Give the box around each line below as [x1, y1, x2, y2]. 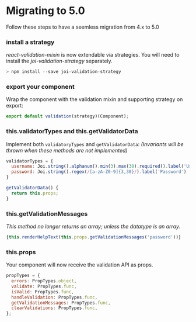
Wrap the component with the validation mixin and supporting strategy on [6, 96, 183, 103]
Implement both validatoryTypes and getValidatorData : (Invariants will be [6, 140, 184, 147]
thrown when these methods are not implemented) [6, 147, 128, 154]
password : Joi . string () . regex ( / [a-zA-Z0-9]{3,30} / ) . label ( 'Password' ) [11, 169, 187, 175]
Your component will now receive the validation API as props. [6, 261, 153, 268]
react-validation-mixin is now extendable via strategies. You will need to [6, 51, 180, 58]
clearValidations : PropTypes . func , [11, 305, 98, 311]
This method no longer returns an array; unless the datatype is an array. [6, 223, 181, 230]
